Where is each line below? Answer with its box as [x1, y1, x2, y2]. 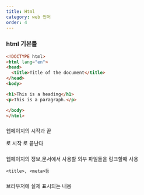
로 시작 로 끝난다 [6, 140, 44, 147]
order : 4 [6, 19, 27, 25]
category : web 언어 [6, 14, 51, 20]
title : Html [6, 8, 35, 15]
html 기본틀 [6, 40, 37, 48]
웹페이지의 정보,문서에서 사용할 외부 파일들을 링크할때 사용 [6, 156, 139, 163]
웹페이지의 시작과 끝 [6, 127, 51, 135]
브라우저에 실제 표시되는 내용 [6, 183, 72, 190]
